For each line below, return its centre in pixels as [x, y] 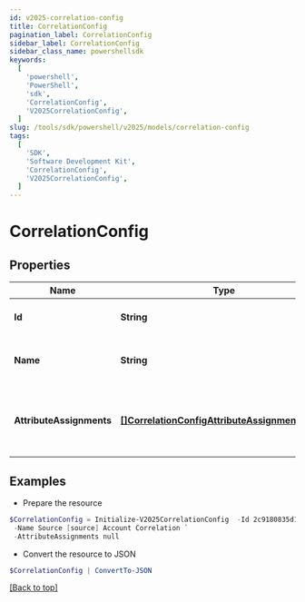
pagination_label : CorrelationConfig [81, 35]
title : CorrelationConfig [58, 26]
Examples [38, 481]
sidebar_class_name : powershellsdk [77, 52]
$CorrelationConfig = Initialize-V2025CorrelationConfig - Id [129, 519]
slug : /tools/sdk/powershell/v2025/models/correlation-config [129, 128]
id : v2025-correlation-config [67, 18]
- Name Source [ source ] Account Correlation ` [101, 528]
